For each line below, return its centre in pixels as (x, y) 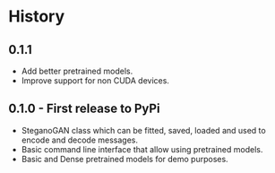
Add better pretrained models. (77, 71)
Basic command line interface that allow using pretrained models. (142, 149)
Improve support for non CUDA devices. (95, 81)
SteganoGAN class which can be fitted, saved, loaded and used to (143, 130)
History (37, 17)
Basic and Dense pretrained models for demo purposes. (125, 159)
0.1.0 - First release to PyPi (84, 109)
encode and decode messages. (79, 140)
